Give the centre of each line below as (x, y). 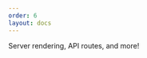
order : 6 (23, 15)
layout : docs (30, 23)
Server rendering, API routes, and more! (74, 45)
